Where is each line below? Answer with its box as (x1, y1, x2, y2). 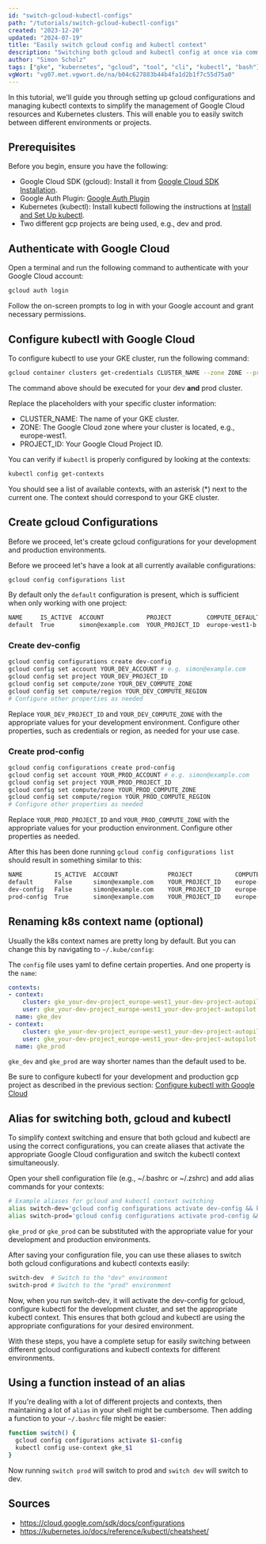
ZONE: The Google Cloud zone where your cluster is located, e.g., (19, 422, 235, 432)
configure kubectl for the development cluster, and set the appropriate (8, 1304, 237, 1313)
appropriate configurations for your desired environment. (8, 1320, 194, 1330)
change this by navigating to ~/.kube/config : (8, 944, 154, 954)
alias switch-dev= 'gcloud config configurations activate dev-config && (8, 1205, 253, 1213)
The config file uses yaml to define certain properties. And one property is (8, 960, 251, 969)
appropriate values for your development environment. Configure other (8, 717, 240, 727)
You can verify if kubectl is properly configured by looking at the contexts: (8, 454, 251, 464)
